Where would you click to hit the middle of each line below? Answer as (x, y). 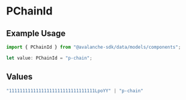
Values (19, 77)
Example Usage (36, 33)
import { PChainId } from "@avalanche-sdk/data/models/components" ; (94, 47)
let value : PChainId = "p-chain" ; (49, 58)
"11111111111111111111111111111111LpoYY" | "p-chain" (75, 91)
